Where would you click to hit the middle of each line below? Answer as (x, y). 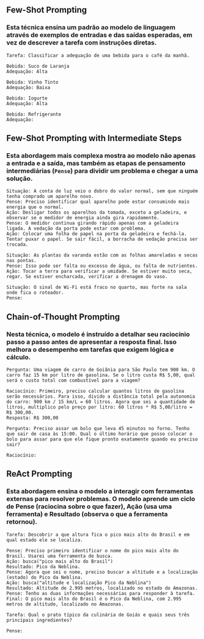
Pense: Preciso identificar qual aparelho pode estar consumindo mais (98, 202)
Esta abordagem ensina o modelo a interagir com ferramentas (100, 491)
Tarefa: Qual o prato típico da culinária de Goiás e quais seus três (98, 615)
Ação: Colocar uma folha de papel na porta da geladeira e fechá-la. (97, 234)
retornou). (22, 522)
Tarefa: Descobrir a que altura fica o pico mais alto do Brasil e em (98, 535)
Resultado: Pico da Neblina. (43, 567)
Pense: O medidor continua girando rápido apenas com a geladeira (93, 223)
